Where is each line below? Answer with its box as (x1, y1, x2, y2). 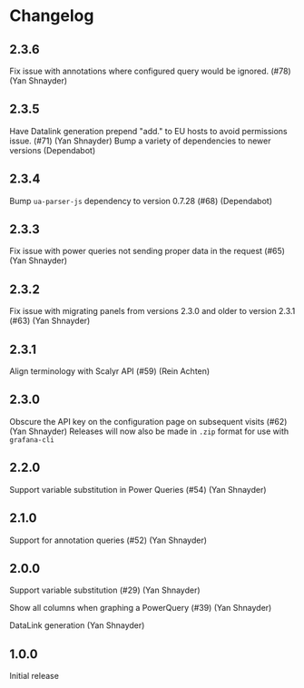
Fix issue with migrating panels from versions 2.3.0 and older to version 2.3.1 (9, 306, 296, 317)
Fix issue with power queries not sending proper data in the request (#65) (9, 246, 286, 257)
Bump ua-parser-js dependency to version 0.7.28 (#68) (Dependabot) (9, 195, 273, 206)
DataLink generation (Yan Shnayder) (9, 620, 145, 631)
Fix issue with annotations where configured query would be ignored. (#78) (9, 65, 292, 76)
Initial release (9, 671, 59, 682)
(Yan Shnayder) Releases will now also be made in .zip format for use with (9, 426, 289, 437)
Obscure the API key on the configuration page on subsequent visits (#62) (9, 416, 288, 427)
